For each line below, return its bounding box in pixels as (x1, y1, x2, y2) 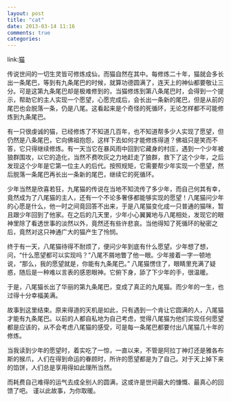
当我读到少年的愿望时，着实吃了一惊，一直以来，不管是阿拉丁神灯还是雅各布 (7, 346, 224, 354)
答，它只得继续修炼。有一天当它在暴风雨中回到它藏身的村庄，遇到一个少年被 (7, 145, 224, 153)
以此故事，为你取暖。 (38, 387, 100, 395)
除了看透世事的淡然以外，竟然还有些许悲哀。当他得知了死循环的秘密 (19, 219, 212, 227)
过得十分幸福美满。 (7, 291, 62, 299)
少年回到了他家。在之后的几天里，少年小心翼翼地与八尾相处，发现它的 (19, 211, 218, 219)
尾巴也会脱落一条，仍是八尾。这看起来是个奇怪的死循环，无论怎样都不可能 (7, 104, 218, 113)
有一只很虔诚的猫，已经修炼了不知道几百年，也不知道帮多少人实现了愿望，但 (7, 128, 224, 136)
